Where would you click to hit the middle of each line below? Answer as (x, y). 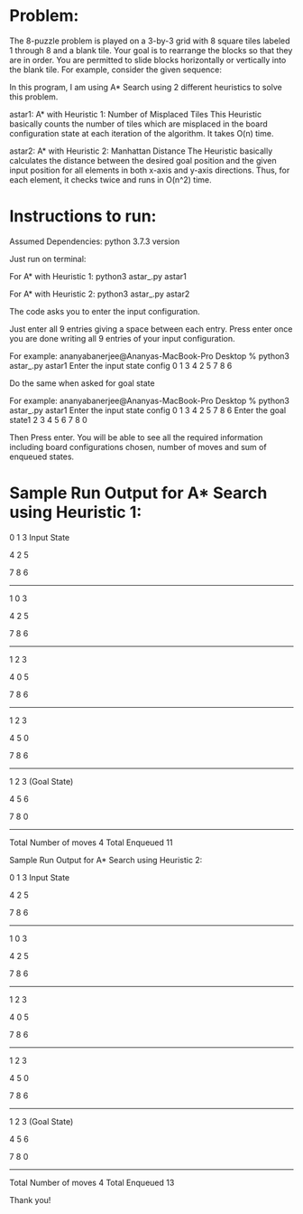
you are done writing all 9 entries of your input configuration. (122, 338)
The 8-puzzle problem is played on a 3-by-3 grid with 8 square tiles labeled (150, 41)
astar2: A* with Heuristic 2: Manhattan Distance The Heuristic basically (141, 151)
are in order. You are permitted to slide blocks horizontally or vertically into (148, 60)
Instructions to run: (83, 216)
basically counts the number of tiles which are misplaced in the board (138, 124)
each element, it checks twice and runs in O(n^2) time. (110, 179)
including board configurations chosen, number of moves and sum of (138, 447)
